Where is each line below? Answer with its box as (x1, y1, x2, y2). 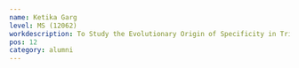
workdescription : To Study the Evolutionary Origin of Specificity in (9, 29, 277, 38)
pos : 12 (9, 37, 38, 47)
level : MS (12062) (9, 21, 77, 30)
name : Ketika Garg (9, 12, 77, 22)
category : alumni (9, 46, 74, 55)
